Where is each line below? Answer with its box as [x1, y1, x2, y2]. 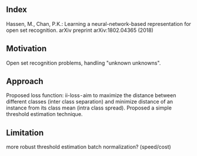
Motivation [6, 44, 47, 54]
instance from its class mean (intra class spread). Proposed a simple [6, 104, 172, 111]
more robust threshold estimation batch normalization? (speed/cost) [6, 144, 172, 151]
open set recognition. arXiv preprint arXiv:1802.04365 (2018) [6, 26, 154, 34]
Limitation [6, 128, 44, 138]
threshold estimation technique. [6, 111, 83, 118]
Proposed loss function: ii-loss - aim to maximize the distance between [6, 92, 176, 99]
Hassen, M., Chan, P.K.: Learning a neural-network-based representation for [6, 20, 191, 27]
